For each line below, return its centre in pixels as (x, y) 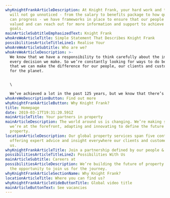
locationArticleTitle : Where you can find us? (55, 178)
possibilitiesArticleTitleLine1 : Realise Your (55, 43)
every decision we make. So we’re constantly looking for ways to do (84, 62)
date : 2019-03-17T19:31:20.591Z (39, 112)
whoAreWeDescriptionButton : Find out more (51, 98)
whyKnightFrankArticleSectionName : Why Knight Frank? (63, 173)
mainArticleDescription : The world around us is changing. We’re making (83, 122)
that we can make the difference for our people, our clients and (81, 66)
